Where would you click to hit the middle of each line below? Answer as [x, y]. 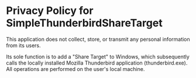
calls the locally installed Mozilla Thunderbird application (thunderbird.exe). [97, 63]
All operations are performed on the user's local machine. [75, 69]
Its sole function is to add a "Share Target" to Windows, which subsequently [98, 56]
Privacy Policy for [50, 11]
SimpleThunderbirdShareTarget [84, 23]
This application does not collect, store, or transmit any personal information [98, 39]
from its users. [23, 45]
